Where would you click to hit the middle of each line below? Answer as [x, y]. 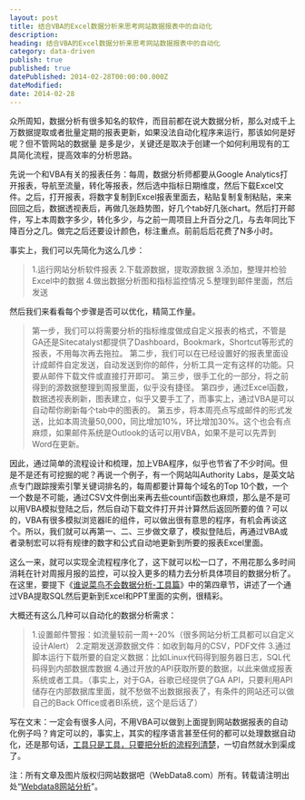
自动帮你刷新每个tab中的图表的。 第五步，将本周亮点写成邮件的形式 [158, 410]
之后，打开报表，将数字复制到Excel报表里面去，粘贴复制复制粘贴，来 [154, 197]
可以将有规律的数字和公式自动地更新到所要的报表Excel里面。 [154, 542]
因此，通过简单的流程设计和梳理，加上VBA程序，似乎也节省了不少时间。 [145, 463]
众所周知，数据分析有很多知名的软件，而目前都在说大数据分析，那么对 [141, 121]
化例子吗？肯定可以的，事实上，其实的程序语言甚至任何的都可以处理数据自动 [152, 733]
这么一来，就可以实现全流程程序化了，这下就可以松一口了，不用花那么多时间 [152, 561]
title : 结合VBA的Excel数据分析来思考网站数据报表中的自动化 [111, 26]
